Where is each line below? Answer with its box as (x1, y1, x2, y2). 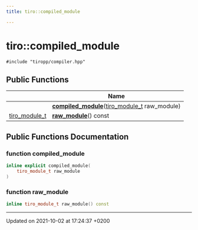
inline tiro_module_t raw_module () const (6, 201, 110, 207)
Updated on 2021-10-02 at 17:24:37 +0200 (6, 217, 110, 224)
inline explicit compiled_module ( (6, 163, 91, 169)
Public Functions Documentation (6, 132, 129, 142)
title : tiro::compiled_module (6, 8, 81, 15)
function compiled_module (6, 149, 85, 157)
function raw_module (6, 188, 69, 196)
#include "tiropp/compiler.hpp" (6, 58, 85, 65)
